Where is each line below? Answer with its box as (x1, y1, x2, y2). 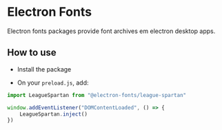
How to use (7, 47, 57, 58)
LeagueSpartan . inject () (19, 111, 88, 118)
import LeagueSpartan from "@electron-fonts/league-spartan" (7, 91, 187, 98)
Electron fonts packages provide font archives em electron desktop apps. (7, 27, 216, 35)
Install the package (17, 65, 72, 73)
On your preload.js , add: (17, 78, 89, 87)
